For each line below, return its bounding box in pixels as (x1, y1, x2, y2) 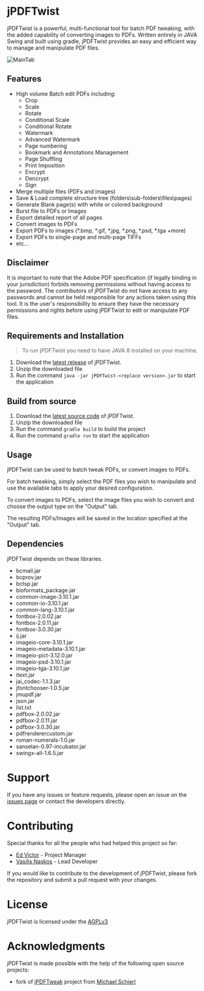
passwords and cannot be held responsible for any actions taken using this (7, 293, 197, 301)
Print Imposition (25, 161, 65, 169)
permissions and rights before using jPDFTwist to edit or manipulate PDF (7, 306, 191, 314)
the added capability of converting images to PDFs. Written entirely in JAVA (7, 31, 198, 38)
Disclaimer (7, 257, 49, 268)
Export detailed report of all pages (15, 213, 103, 221)
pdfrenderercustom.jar (15, 729, 73, 737)
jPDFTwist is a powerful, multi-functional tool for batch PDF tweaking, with (7, 25, 195, 32)
